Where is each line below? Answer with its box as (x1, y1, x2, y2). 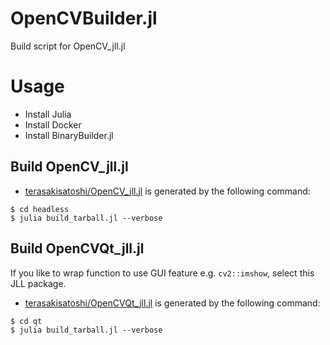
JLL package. (10, 277, 67, 289)
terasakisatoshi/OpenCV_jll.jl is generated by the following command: (24, 185, 311, 197)
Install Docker (24, 118, 82, 131)
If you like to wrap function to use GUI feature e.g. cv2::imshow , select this (10, 267, 315, 279)
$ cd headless (10, 204, 70, 214)
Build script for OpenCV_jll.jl (10, 40, 126, 52)
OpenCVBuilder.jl (10, 7, 158, 30)
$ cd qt (10, 316, 43, 326)
